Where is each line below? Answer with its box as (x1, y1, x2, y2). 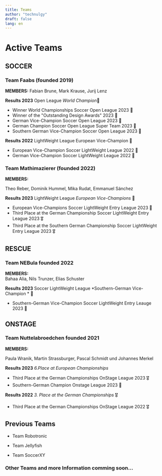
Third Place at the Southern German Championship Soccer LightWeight (12, 223, 157, 229)
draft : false (5, 16, 32, 21)
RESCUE (5, 244, 31, 253)
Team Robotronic (12, 433, 47, 439)
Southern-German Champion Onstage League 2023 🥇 (12, 382, 122, 388)
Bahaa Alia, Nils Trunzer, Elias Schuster (5, 276, 85, 282)
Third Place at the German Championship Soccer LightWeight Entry (12, 210, 149, 216)
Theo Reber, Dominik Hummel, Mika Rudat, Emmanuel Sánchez (5, 186, 133, 192)
